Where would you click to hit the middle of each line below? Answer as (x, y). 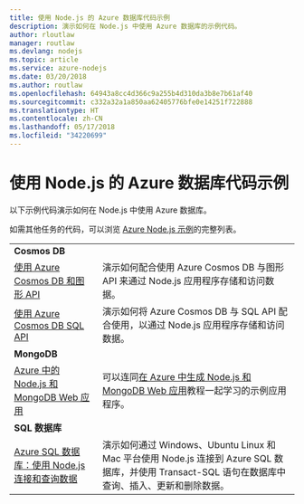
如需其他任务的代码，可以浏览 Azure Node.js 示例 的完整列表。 (125, 229)
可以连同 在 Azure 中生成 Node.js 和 (177, 376)
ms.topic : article (44, 60)
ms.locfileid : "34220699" (58, 136)
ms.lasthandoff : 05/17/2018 (62, 128)
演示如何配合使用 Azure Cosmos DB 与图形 (194, 267)
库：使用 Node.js (50, 465)
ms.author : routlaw (46, 85)
